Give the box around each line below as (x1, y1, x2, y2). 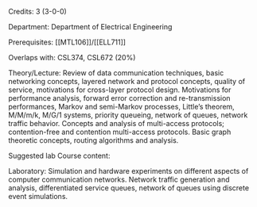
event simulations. (8, 192, 68, 201)
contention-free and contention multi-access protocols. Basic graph (8, 127, 232, 136)
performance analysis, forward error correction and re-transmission (8, 94, 231, 102)
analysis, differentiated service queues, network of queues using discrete (8, 183, 249, 193)
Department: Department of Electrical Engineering (8, 22, 173, 31)
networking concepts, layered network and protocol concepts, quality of (8, 77, 245, 86)
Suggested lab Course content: (8, 151, 111, 160)
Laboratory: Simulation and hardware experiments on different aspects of (8, 167, 249, 175)
